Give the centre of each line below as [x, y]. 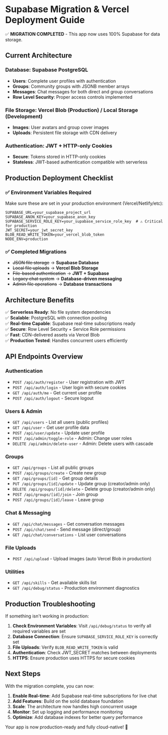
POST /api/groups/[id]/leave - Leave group [58, 500]
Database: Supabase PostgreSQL [47, 70]
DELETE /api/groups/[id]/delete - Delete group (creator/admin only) [84, 489]
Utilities [15, 572]
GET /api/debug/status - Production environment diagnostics [76, 588]
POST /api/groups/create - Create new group [59, 473]
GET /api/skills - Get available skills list [54, 583]
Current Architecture [39, 56]
